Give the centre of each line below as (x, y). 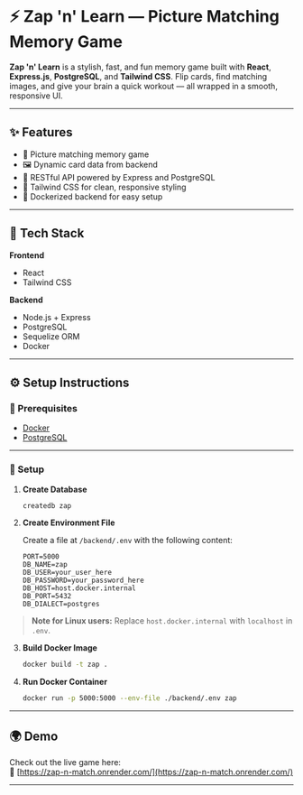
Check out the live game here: (65, 762)
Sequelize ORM (51, 336)
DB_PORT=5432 (47, 596)
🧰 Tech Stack (47, 233)
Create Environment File (69, 522)
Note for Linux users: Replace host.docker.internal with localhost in (162, 621)
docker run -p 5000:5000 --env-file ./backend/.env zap (129, 698)
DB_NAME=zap (45, 565)
